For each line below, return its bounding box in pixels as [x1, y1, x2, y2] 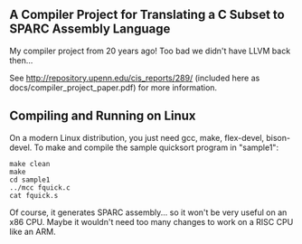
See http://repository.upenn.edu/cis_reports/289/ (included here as [9, 72, 260, 83]
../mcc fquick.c [9, 183, 71, 192]
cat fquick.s [9, 191, 59, 200]
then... [9, 54, 33, 66]
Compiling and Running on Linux [9, 108, 196, 124]
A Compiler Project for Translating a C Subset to [9, 7, 285, 23]
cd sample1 [9, 175, 51, 184]
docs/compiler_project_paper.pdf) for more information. [9, 81, 218, 93]
